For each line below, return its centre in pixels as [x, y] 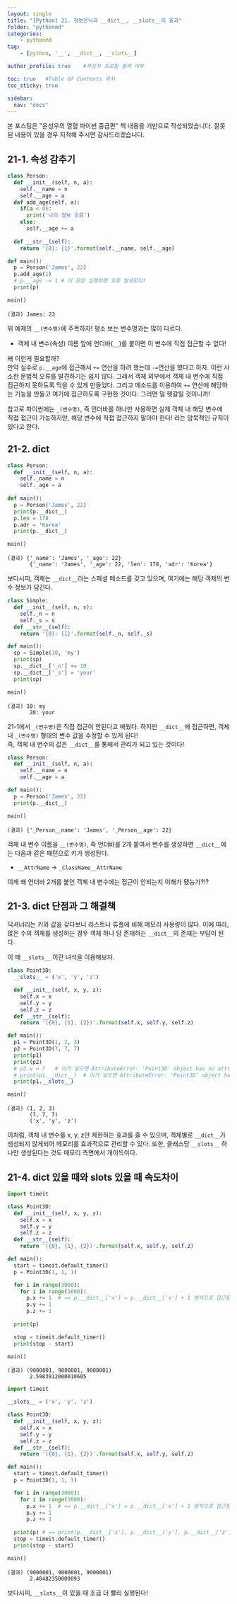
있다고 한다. [24, 426]
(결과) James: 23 [31, 314]
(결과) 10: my [26, 706]
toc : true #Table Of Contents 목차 [61, 79]
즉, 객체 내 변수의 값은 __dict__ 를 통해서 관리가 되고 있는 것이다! [96, 744]
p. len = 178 [31, 518]
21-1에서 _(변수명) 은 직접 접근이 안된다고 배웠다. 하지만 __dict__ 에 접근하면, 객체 [119, 726]
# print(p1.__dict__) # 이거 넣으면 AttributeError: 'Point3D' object [117, 1075]
